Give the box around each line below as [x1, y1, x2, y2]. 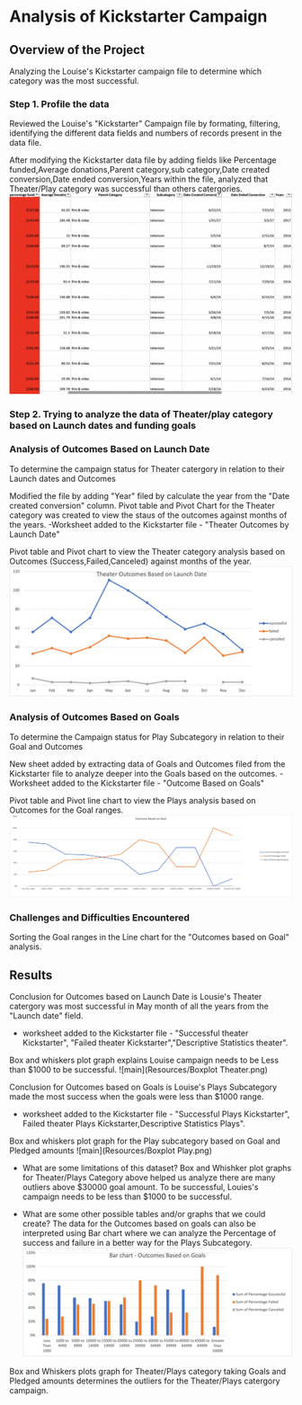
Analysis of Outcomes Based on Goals [9, 711, 180, 724]
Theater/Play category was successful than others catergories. [9, 183, 243, 194]
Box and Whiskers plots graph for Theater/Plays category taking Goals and [9, 1366, 287, 1377]
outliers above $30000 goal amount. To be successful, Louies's [22, 1181, 259, 1192]
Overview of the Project [9, 42, 146, 58]
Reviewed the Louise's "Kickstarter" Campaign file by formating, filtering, [9, 119, 280, 129]
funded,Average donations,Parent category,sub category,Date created [9, 165, 271, 175]
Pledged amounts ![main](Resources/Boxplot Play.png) [9, 1144, 213, 1156]
